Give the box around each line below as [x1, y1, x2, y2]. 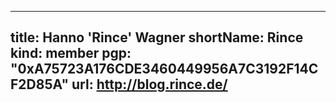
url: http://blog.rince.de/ [71, 76, 228, 93]
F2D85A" [10, 76, 70, 93]
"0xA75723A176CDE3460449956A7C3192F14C [10, 61, 319, 78]
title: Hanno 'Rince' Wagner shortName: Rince [10, 29, 304, 46]
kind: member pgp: [10, 45, 132, 62]
